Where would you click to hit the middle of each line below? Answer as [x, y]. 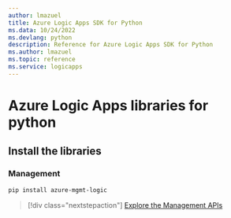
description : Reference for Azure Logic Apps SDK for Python [111, 45]
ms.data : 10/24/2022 [42, 30]
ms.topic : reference [42, 60]
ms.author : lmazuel [40, 52]
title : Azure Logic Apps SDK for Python [76, 23]
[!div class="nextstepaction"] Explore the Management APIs [125, 205]
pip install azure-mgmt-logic [58, 190]
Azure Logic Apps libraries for [108, 105]
